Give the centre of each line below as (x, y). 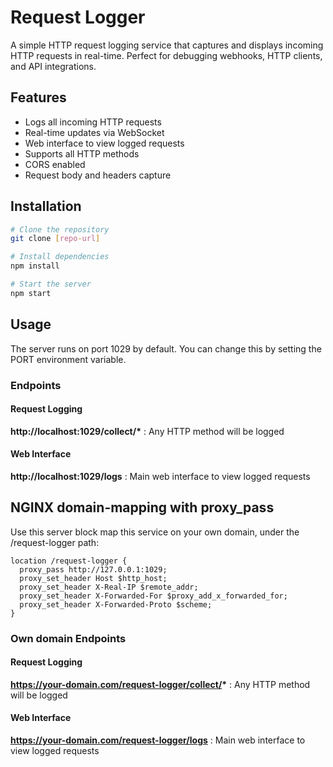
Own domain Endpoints (68, 638)
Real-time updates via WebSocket (94, 132)
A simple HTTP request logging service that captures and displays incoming (167, 45)
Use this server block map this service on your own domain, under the (155, 532)
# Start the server (51, 284)
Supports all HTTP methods (82, 153)
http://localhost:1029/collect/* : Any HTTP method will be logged (147, 431)
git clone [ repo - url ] (55, 239)
